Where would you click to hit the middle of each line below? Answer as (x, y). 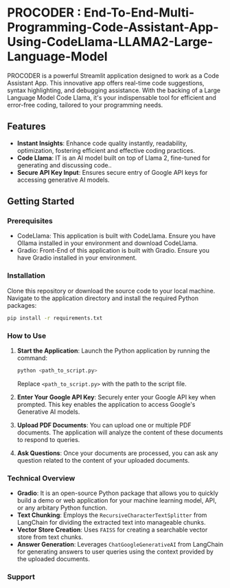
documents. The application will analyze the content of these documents (120, 432)
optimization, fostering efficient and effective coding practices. (106, 150)
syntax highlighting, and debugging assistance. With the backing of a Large (114, 90)
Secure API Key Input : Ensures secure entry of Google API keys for (112, 172)
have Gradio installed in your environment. (77, 258)
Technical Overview (41, 478)
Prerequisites (30, 221)
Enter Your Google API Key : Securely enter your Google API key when (116, 397)
